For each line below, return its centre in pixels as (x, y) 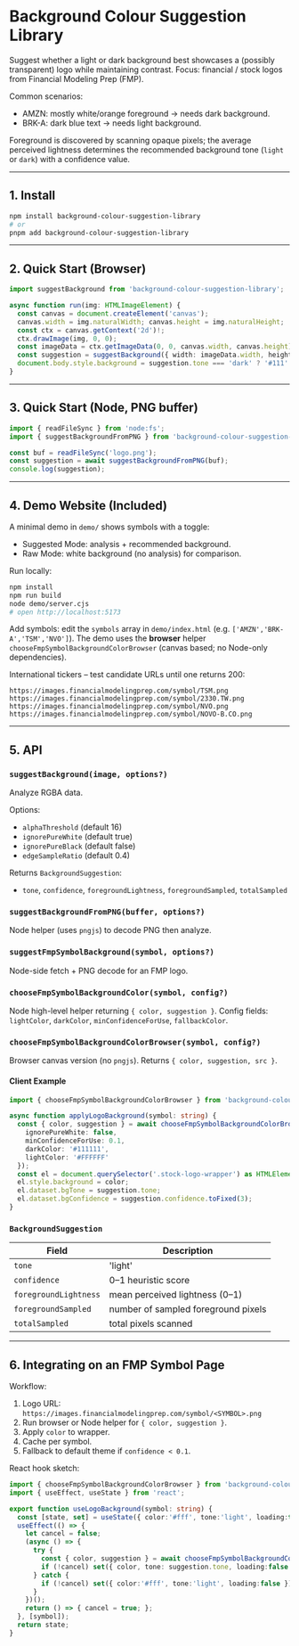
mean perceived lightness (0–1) (176, 1295)
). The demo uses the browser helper (137, 638)
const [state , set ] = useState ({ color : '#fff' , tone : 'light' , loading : (153, 1517)
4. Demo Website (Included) (88, 505)
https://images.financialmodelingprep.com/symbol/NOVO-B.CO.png (131, 715)
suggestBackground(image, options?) (89, 774)
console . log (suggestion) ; (57, 470)
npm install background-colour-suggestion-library (105, 216)
